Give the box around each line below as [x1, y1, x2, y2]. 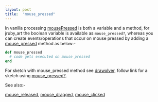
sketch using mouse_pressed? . [5, 73, 67, 79]
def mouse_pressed [5, 50, 42, 55]
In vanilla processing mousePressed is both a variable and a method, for [5, 25, 150, 31]
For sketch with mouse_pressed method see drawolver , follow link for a [5, 68, 148, 73]
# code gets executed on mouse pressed [9, 54, 90, 59]
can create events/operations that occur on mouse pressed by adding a [5, 35, 149, 41]
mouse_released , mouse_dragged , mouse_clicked [5, 92, 105, 98]
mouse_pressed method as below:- [5, 40, 76, 46]
